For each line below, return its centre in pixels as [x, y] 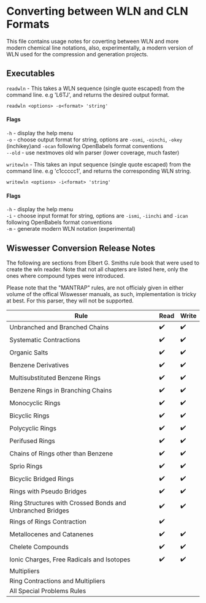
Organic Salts [29, 353]
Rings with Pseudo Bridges [48, 492]
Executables [31, 74]
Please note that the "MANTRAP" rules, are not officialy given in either [95, 287]
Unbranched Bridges [39, 511]
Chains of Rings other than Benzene [61, 454]
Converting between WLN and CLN [97, 11]
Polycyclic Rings [33, 429]
